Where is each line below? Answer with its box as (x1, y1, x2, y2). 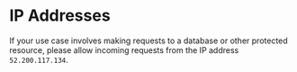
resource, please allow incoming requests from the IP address (9, 44, 239, 55)
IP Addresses (9, 5, 111, 26)
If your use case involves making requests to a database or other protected (9, 35, 288, 46)
